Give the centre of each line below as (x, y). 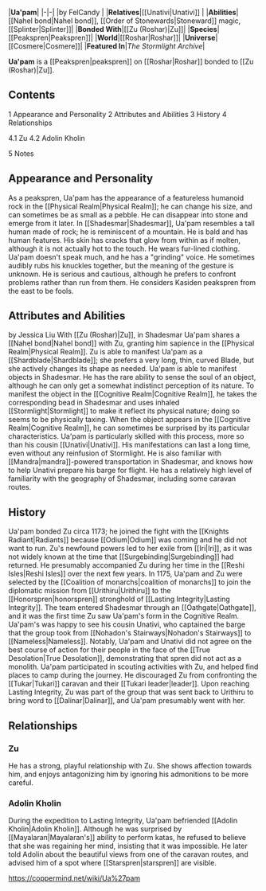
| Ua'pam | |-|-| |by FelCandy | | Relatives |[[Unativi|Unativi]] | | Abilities (122, 12)
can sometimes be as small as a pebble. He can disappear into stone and (128, 214)
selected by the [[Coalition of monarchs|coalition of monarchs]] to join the (130, 582)
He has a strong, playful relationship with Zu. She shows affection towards (130, 765)
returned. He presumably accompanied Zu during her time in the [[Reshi (127, 565)
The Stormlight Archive (165, 46)
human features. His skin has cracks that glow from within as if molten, (125, 240)
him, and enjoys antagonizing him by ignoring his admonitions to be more (129, 774)
